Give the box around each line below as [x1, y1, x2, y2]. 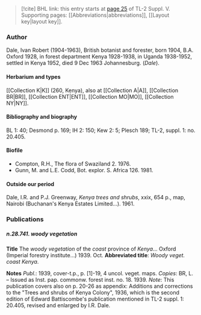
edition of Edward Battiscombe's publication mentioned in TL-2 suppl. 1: [6, 295, 185, 302]
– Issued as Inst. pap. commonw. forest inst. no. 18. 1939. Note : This [6, 276, 175, 283]
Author [6, 33, 28, 41]
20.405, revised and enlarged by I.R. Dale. [6, 302, 111, 309]
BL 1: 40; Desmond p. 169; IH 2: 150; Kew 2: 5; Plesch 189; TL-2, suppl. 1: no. [6, 126, 196, 134]
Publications [6, 215, 44, 223]
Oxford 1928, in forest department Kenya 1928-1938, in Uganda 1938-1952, [6, 53, 193, 60]
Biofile [6, 147, 23, 154]
